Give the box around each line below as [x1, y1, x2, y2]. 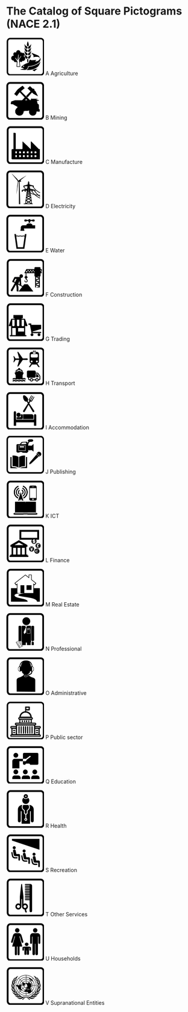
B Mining [45, 114, 67, 121]
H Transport [45, 379, 75, 387]
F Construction [45, 291, 83, 298]
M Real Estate [45, 600, 80, 608]
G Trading [45, 335, 70, 343]
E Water [45, 246, 65, 254]
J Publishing [45, 468, 77, 475]
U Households [45, 954, 81, 962]
